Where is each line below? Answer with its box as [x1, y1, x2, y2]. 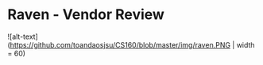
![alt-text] [7, 32, 39, 41]
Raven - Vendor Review [7, 6, 164, 24]
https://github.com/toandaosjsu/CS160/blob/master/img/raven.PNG [10, 40, 231, 49]
